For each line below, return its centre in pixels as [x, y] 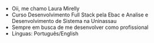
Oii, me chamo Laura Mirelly [46, 9]
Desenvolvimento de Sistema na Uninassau [64, 21]
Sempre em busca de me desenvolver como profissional [80, 27]
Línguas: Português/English [45, 34]
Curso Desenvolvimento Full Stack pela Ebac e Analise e [80, 15]
